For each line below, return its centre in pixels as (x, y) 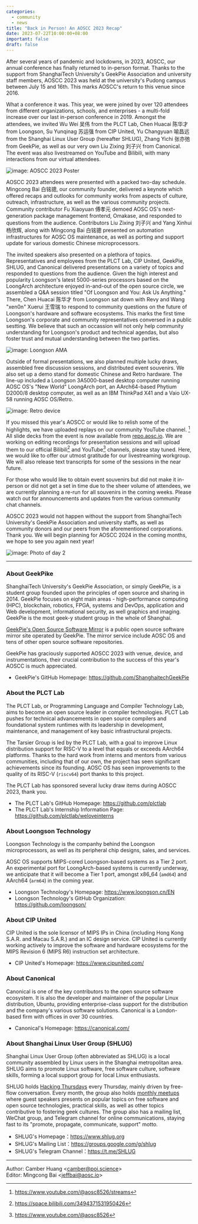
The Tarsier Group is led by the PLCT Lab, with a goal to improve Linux (92, 742)
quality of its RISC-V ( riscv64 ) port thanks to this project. (75, 774)
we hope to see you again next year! (50, 542)
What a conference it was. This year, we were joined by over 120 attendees (97, 104)
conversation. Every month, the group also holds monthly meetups (99, 1093)
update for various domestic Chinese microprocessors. (73, 243)
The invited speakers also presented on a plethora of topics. (79, 255)
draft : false (22, 45)
